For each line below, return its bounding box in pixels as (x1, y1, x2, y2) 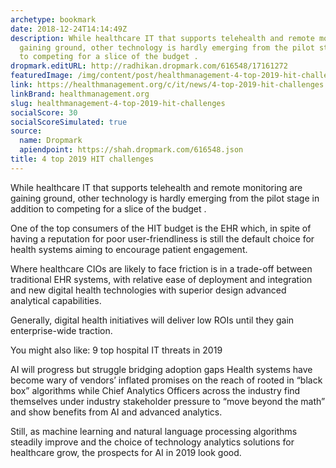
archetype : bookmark (10, 14, 97, 25)
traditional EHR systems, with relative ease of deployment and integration (10, 273, 313, 285)
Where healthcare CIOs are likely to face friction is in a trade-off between (10, 262, 313, 275)
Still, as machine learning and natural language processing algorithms (10, 425, 298, 437)
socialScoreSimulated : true (10, 117, 128, 127)
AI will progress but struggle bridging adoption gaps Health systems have (10, 363, 313, 375)
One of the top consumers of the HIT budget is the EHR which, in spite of (10, 222, 312, 234)
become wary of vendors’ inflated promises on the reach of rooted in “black (10, 374, 323, 386)
